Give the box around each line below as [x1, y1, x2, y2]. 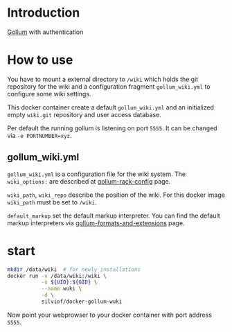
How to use [7, 52, 73, 68]
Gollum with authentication [7, 28, 84, 36]
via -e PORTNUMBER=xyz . [7, 131, 72, 139]
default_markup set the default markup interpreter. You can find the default [7, 211, 220, 220]
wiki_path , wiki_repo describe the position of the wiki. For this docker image [7, 191, 225, 199]
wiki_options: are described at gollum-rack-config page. [7, 177, 171, 185]
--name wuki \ [41, 286, 82, 292]
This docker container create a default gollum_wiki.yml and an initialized [7, 103, 215, 112]
